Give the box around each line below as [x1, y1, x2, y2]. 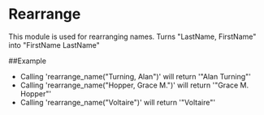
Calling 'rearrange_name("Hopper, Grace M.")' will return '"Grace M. [19, 80, 249, 90]
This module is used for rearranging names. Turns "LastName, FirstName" [8, 32, 257, 41]
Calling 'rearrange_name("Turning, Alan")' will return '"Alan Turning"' [19, 71, 252, 81]
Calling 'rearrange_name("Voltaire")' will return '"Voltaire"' [19, 97, 216, 107]
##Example [8, 56, 47, 66]
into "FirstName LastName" [8, 40, 100, 49]
